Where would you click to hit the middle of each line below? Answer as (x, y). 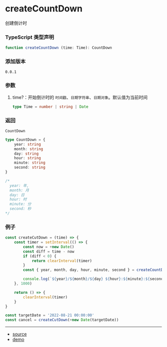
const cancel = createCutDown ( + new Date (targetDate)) (62, 320)
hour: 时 (18, 199)
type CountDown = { (25, 140)
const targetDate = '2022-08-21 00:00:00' (50, 315)
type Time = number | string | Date (50, 107)
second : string (30, 168)
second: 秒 (20, 209)
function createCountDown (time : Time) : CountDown (59, 48)
